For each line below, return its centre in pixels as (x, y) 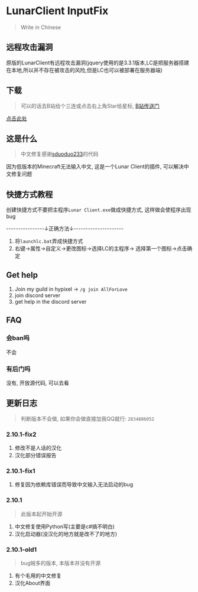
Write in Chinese (40, 27)
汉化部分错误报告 (35, 456)
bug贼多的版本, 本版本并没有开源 (61, 563)
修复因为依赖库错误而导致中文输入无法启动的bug (74, 484)
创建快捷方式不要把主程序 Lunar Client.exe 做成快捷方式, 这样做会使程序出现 (99, 210)
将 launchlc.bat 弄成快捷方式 (49, 241)
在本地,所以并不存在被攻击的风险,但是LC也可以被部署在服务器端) (84, 70)
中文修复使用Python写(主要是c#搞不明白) (65, 526)
